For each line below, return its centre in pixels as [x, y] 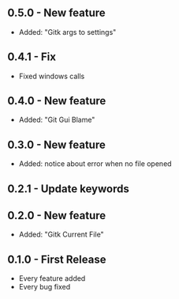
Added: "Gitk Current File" [61, 235]
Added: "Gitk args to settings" [67, 32]
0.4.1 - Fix [32, 57]
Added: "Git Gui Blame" [57, 120]
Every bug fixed [45, 287]
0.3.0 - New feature [56, 144]
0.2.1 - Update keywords [68, 189]
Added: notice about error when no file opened [95, 164]
